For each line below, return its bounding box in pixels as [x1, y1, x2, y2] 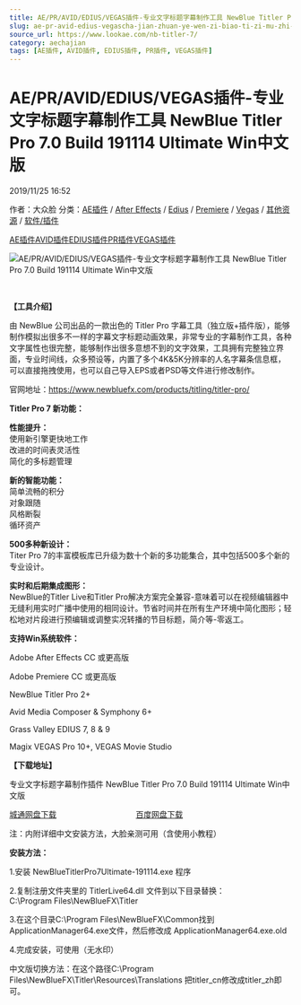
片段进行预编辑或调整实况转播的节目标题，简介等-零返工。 [32, 614, 249, 625]
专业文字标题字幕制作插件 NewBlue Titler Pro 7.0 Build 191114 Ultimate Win [9, 779, 282, 790]
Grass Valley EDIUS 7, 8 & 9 [9, 724, 110, 735]
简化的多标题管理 [9, 456, 73, 467]
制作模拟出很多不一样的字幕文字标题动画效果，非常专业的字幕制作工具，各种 [9, 331, 292, 342]
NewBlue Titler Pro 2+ [9, 689, 91, 700]
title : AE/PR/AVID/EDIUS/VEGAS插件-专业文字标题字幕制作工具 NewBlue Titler [9, 13, 284, 22]
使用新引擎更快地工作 [9, 433, 88, 444]
